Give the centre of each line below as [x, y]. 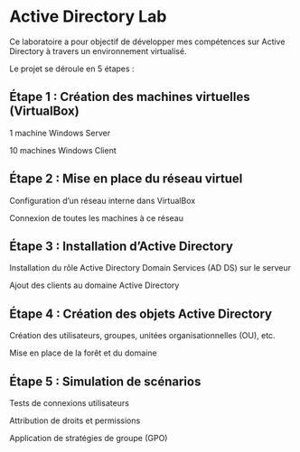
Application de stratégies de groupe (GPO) [89, 438]
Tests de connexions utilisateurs [69, 403]
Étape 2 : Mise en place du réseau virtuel [126, 179]
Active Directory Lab [88, 17]
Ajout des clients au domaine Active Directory [94, 285]
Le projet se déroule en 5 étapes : [72, 69]
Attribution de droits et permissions [75, 420]
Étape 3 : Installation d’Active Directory [121, 246]
